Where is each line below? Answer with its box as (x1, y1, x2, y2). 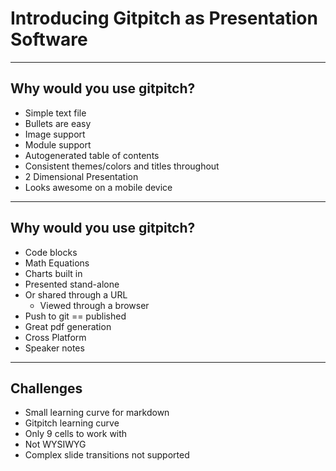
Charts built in (24, 267, 83, 279)
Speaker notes (24, 342, 85, 354)
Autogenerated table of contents (24, 149, 160, 161)
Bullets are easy (24, 117, 92, 129)
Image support (24, 128, 86, 140)
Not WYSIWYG (24, 438, 87, 451)
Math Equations (24, 257, 90, 269)
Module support (24, 138, 92, 151)
